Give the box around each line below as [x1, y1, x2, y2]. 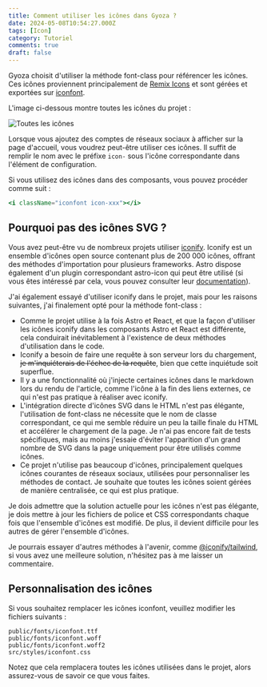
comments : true [8, 42, 59, 50]
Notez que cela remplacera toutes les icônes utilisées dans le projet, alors [8, 662, 252, 672]
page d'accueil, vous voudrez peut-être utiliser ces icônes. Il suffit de [8, 143, 237, 152]
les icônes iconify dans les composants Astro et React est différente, [19, 324, 246, 334]
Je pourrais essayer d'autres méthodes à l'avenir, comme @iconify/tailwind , [8, 542, 258, 551]
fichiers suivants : [8, 612, 66, 621]
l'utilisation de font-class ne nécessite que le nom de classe [19, 409, 217, 419]
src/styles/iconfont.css [8, 648, 91, 656]
